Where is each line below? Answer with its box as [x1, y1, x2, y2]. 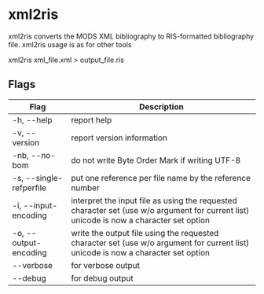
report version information [70, 132, 167, 143]
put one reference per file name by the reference [70, 172, 251, 183]
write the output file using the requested [70, 227, 219, 238]
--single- [25, 172, 64, 183]
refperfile [12, 182, 47, 193]
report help [70, 114, 112, 125]
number [70, 182, 100, 193]
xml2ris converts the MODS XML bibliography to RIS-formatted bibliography [8, 31, 255, 41]
